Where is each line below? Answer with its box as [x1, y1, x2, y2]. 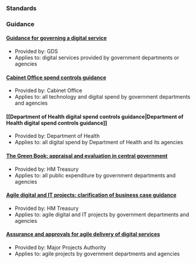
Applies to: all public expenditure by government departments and [14, 171, 176, 178]
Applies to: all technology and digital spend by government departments [14, 93, 191, 100]
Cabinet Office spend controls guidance [6, 74, 106, 81]
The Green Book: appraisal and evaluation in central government [6, 152, 168, 160]
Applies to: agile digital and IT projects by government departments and [14, 211, 190, 218]
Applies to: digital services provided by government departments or [14, 54, 179, 61]
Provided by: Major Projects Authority [14, 244, 106, 251]
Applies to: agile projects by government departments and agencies [14, 250, 180, 258]
